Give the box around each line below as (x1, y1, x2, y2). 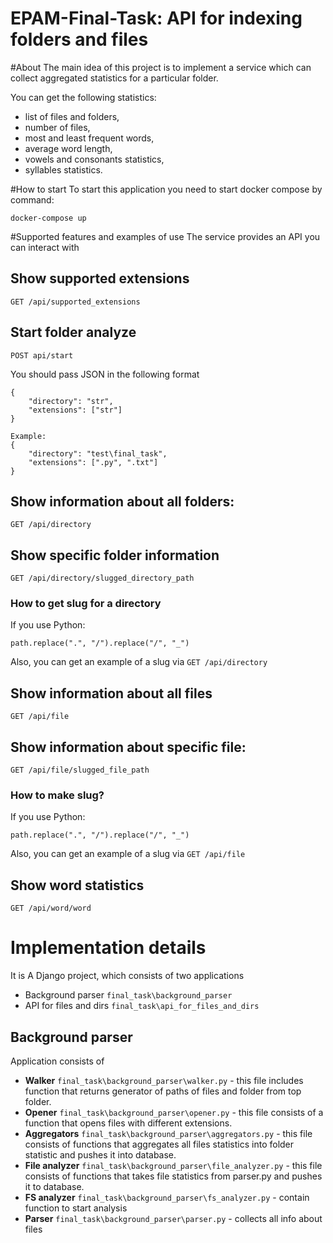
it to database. (24, 1180, 85, 1192)
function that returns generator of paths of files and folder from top (24, 1085, 302, 1097)
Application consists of (10, 1055, 105, 1067)
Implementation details (10, 937, 207, 959)
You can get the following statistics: (10, 91, 157, 103)
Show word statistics (10, 877, 145, 894)
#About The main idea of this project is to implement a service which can (10, 61, 312, 73)
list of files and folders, (24, 110, 120, 122)
